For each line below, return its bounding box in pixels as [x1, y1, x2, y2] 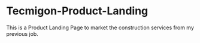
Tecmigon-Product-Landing [6, 4, 149, 18]
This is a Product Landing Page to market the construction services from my [6, 24, 195, 31]
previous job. [6, 30, 39, 37]
